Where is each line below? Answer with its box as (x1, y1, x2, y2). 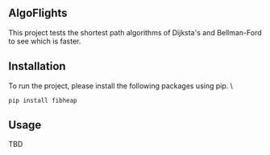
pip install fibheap (8, 96, 78, 104)
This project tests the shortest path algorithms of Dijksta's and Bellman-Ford (8, 27, 262, 37)
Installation (8, 59, 66, 73)
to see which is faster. (8, 36, 81, 46)
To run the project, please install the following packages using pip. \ (8, 80, 234, 91)
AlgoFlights (8, 6, 68, 20)
